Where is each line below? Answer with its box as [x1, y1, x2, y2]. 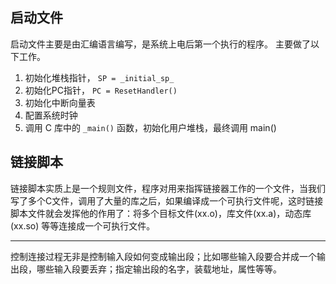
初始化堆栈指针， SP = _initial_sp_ [24, 71, 175, 83]
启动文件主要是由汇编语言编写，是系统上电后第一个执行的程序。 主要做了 [10, 38, 311, 50]
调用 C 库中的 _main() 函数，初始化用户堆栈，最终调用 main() [24, 121, 277, 133]
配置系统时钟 [24, 109, 78, 121]
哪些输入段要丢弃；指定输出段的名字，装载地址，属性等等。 [36, 263, 282, 275]
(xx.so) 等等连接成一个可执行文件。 [10, 219, 156, 232]
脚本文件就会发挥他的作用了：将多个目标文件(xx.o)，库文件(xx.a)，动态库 [10, 207, 312, 219]
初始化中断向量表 [24, 96, 96, 108]
